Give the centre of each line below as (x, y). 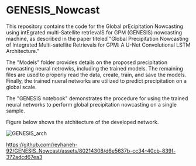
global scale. (21, 87)
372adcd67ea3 (24, 157)
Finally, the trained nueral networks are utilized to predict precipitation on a (97, 81)
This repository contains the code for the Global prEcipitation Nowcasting (94, 26)
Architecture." (23, 51)
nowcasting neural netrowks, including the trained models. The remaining (94, 68)
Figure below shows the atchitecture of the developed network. (82, 122)
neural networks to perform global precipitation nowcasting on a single (92, 104)
